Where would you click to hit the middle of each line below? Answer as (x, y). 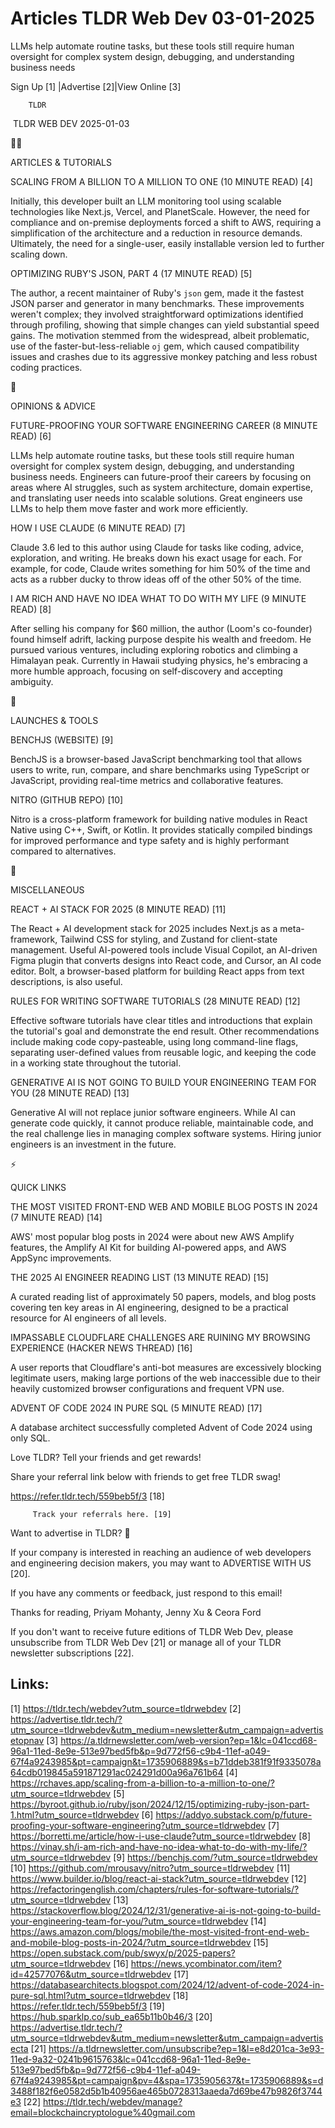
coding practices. (46, 367)
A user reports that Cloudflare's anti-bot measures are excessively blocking (166, 1367)
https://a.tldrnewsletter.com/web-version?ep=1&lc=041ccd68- (189, 1740)
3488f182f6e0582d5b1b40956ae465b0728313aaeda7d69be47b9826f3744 (166, 2091)
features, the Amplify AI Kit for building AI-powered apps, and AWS (148, 1247)
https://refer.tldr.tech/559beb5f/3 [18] (87, 1496)
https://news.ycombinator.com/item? (206, 1963)
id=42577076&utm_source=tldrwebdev (91, 1974)
